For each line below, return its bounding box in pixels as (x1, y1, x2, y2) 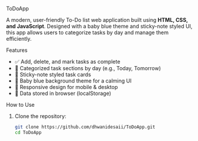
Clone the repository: (14, 113, 67, 120)
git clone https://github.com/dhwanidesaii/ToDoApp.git (14, 124, 155, 130)
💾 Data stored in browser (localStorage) (14, 90, 111, 97)
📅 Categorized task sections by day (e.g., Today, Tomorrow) (14, 65, 161, 71)
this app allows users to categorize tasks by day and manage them (6, 29, 169, 36)
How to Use (6, 101, 35, 108)
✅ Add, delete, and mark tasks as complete (14, 58, 121, 65)
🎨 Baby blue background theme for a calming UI (14, 77, 132, 84)
